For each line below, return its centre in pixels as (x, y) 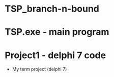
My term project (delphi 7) (39, 69)
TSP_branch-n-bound (52, 9)
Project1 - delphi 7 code (55, 55)
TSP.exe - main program (57, 32)
